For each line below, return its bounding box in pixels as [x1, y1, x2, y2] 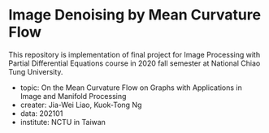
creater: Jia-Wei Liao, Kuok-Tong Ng [20, 100, 142, 109]
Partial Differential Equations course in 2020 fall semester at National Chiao [8, 58, 261, 68]
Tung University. [8, 66, 63, 76]
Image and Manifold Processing [20, 91, 127, 101]
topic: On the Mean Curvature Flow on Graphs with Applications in [20, 83, 242, 92]
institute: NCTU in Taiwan [20, 117, 106, 127]
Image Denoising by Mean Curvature [8, 6, 262, 24]
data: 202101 [20, 108, 63, 118]
